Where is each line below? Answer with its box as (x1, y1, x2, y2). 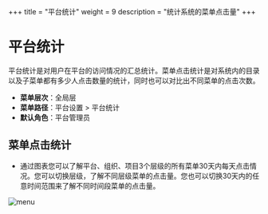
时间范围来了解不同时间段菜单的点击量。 (26, 180, 160, 190)
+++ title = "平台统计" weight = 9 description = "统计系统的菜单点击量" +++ (8, 7, 256, 16)
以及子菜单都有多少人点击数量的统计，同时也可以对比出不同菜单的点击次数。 (8, 75, 260, 85)
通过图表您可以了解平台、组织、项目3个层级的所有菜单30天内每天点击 (19, 160, 250, 170)
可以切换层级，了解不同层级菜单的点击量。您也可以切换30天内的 (41, 171, 253, 180)
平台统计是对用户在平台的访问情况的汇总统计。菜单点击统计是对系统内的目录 (8, 65, 260, 75)
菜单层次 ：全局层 (19, 93, 77, 102)
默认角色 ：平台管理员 (19, 113, 90, 122)
